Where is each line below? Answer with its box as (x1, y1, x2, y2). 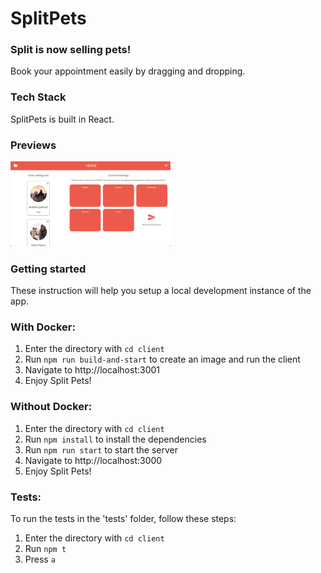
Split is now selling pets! (10, 43, 132, 57)
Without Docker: (10, 400, 93, 414)
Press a (24, 553, 56, 566)
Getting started (10, 262, 87, 276)
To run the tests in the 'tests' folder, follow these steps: (10, 513, 237, 525)
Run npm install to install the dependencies (24, 433, 207, 445)
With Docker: (10, 320, 76, 334)
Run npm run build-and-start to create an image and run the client (24, 353, 301, 366)
